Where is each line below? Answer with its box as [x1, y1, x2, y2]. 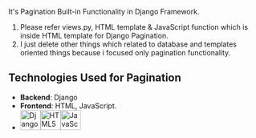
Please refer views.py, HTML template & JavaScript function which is [19, 22, 249, 31]
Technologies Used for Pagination [8, 71, 182, 85]
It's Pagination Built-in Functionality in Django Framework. [8, 7, 200, 16]
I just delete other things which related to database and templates [19, 39, 237, 49]
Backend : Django [19, 92, 78, 102]
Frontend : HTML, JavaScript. [19, 100, 117, 111]
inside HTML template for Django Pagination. [19, 31, 169, 40]
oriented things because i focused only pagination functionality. [19, 48, 231, 57]
